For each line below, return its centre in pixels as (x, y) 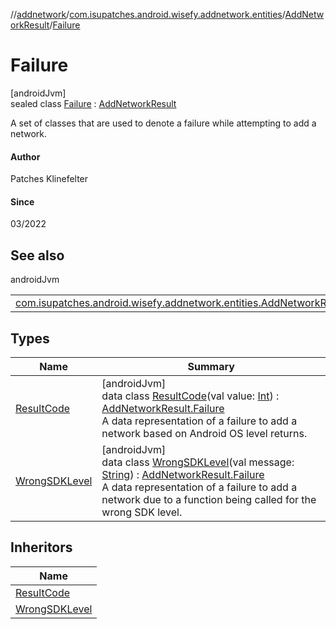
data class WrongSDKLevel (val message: (198, 462)
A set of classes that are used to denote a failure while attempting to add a (163, 123)
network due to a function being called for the (209, 499)
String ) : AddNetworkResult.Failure (183, 474)
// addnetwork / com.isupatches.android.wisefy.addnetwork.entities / (148, 14)
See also (37, 255)
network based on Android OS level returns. (204, 433)
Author (25, 156)
